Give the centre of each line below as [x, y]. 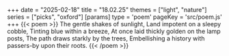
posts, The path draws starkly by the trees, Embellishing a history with [106, 38]
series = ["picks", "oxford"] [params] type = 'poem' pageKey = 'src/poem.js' [114, 17]
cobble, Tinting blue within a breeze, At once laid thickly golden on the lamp [114, 31]
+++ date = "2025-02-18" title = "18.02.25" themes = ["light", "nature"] [107, 10]
